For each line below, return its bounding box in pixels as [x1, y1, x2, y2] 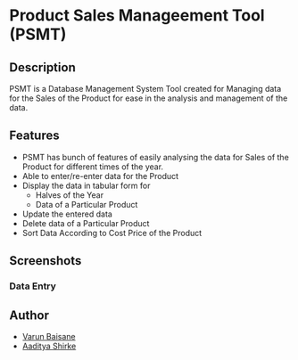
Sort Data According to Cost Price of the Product [21, 227, 203, 238]
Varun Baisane [21, 331, 76, 341]
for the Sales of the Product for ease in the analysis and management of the [9, 93, 288, 103]
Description [9, 60, 76, 75]
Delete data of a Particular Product [21, 217, 150, 228]
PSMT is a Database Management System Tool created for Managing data [9, 84, 282, 94]
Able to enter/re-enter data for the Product [21, 170, 179, 181]
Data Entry [9, 280, 56, 292]
